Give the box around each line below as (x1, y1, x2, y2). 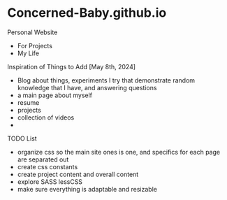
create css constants (17, 162, 78, 171)
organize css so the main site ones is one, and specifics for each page (17, 148, 221, 156)
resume (17, 98, 40, 106)
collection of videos (17, 113, 75, 122)
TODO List (7, 134, 37, 143)
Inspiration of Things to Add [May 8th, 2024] (7, 62, 136, 71)
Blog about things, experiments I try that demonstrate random (17, 76, 196, 85)
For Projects (17, 41, 52, 50)
